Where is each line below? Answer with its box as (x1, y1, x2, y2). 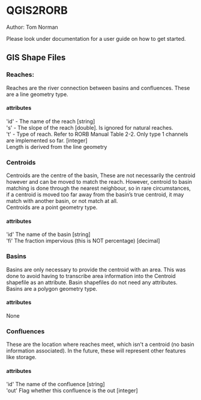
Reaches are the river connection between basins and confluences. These (6, 84, 190, 91)
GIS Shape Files (6, 52, 66, 63)
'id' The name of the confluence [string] (6, 381, 105, 388)
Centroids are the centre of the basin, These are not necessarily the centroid (6, 172, 196, 179)
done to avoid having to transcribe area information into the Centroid (6, 272, 176, 279)
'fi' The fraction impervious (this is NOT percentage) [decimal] (6, 237, 160, 244)
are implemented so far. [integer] (6, 136, 88, 144)
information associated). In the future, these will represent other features (6, 347, 186, 354)
